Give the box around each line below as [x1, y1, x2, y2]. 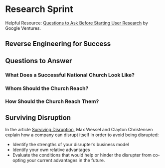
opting [12, 158, 26, 164]
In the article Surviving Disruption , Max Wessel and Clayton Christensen [5, 127, 153, 133]
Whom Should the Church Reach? [5, 84, 89, 91]
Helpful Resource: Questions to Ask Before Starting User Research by [5, 20, 148, 26]
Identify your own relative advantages [12, 147, 91, 153]
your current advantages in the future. [26, 158, 105, 164]
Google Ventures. [5, 25, 41, 31]
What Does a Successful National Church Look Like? [5, 71, 135, 78]
